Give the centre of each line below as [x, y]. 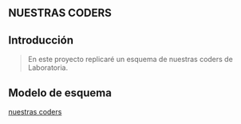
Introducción [41, 40]
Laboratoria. [48, 68]
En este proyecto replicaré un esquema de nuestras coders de [130, 60]
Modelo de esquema [60, 93]
